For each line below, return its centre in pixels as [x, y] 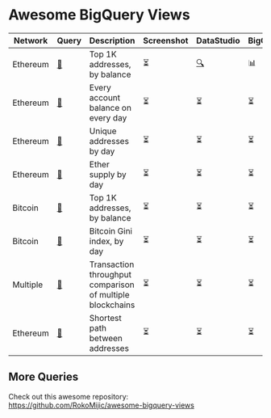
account [105, 97]
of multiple [110, 294]
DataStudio [218, 40]
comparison [112, 285]
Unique [103, 131]
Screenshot [165, 40]
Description [112, 40]
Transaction [112, 264]
